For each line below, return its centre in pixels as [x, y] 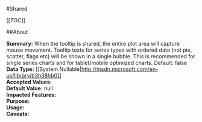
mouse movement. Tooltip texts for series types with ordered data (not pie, [99, 50]
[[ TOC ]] [16, 20]
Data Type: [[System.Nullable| [44, 69]
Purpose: [18, 101]
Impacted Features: [31, 95]
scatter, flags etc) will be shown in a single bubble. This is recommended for [101, 56]
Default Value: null [30, 88]
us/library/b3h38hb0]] [34, 75]
